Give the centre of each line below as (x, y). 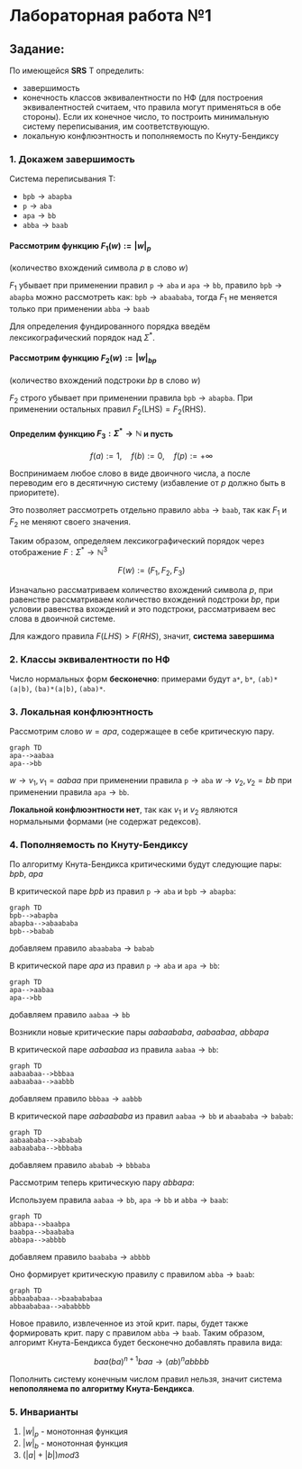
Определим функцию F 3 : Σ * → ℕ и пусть (92, 434)
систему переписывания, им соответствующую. (116, 126)
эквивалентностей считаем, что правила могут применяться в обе (151, 107)
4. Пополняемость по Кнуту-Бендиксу (99, 844)
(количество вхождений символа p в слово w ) (99, 268)
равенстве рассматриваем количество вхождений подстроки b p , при (144, 599)
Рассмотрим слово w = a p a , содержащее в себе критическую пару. (142, 732)
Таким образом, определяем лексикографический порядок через (137, 541)
